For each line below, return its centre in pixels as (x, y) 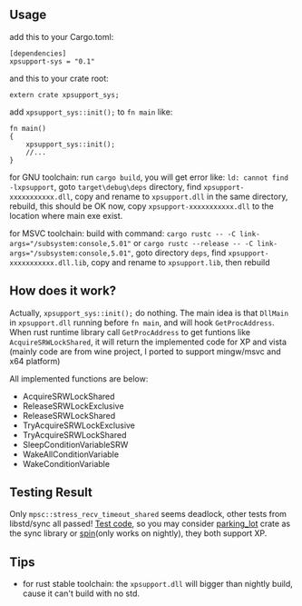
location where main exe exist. (66, 215)
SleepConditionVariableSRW (75, 444)
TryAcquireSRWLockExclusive (79, 425)
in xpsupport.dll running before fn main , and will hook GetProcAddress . (142, 323)
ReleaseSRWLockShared (69, 415)
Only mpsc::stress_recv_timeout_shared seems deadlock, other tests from (148, 514)
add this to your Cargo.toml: (62, 36)
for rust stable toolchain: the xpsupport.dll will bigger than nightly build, (157, 584)
